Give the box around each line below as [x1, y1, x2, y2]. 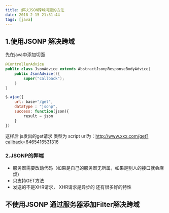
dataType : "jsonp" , [14, 104, 58, 110]
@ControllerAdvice [5, 62, 44, 67]
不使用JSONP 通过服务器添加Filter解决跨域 [5, 200, 140, 209]
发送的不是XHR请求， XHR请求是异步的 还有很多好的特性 [12, 184, 132, 190]
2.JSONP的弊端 [5, 152, 44, 159]
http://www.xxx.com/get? [95, 133, 149, 139]
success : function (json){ [14, 109, 70, 114]
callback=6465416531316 [5, 139, 59, 145]
